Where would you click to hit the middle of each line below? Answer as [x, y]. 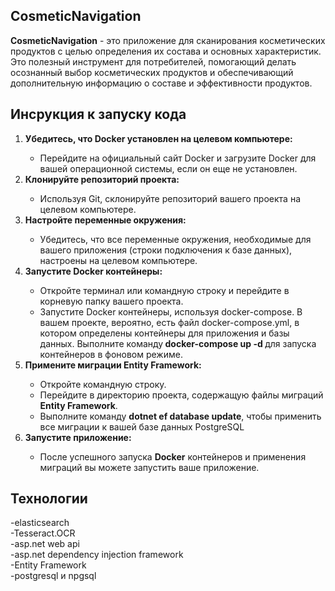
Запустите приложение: [78, 437]
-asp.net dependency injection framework [97, 555]
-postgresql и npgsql [53, 576]
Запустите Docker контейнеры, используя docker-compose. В [171, 311]
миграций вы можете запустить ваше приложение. [149, 467]
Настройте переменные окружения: [105, 220]
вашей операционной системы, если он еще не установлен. [168, 168]
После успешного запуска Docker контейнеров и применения [173, 456]
